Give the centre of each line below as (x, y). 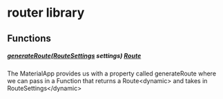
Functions (29, 38)
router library (46, 13)
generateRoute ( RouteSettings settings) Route (74, 56)
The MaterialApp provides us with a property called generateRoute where (111, 73)
